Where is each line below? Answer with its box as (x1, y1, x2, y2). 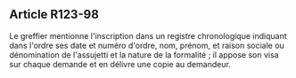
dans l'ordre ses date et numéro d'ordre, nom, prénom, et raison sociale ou (9, 40, 285, 51)
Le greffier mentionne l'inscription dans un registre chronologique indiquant (9, 30, 287, 41)
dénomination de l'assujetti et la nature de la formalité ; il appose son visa (9, 49, 279, 60)
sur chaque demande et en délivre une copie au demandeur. (9, 58, 232, 69)
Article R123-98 (9, 7, 100, 22)
